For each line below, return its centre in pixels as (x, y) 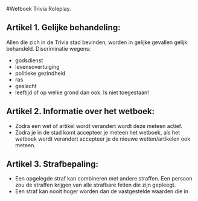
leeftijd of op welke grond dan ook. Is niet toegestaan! (82, 92)
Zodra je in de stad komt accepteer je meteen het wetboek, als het (97, 132)
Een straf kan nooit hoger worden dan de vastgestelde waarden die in (102, 191)
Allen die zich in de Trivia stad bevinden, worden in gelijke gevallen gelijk (97, 42)
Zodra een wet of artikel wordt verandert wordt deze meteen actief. (99, 126)
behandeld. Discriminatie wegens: (49, 48)
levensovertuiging (37, 66)
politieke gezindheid (40, 73)
